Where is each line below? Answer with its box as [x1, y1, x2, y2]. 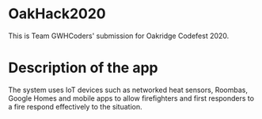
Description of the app [8, 59, 158, 77]
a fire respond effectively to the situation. [8, 102, 142, 111]
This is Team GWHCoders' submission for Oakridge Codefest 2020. [8, 31, 230, 40]
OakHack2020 [8, 5, 106, 23]
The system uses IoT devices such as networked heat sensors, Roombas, [8, 85, 248, 94]
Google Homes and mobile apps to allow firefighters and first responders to [8, 93, 255, 103]
